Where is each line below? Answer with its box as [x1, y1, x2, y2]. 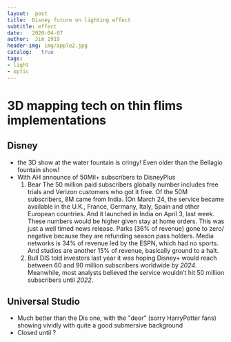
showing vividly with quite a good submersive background [17, 321, 183, 330]
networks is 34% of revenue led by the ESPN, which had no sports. [27, 239, 219, 247]
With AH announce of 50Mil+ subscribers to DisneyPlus [17, 173, 176, 181]
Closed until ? [17, 329, 57, 337]
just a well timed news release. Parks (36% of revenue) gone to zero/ [27, 224, 224, 232]
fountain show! [17, 165, 60, 173]
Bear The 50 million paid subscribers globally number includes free [27, 180, 219, 189]
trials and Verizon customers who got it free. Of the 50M [27, 187, 188, 196]
